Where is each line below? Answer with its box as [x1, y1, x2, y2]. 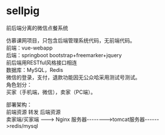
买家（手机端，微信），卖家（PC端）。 [6, 88, 96, 96]
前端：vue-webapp [6, 44, 53, 51]
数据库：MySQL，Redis [6, 66, 64, 73]
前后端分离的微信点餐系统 [6, 24, 68, 31]
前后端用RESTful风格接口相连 [6, 59, 78, 66]
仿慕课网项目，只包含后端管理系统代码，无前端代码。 [6, 37, 136, 44]
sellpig [6, 4, 40, 18]
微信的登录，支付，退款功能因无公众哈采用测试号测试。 [6, 74, 140, 81]
